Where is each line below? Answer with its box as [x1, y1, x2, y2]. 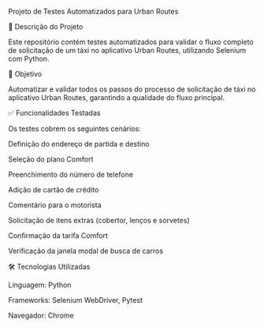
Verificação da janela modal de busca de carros [8, 246, 164, 255]
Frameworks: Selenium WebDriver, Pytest [8, 296, 143, 304]
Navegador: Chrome [8, 311, 74, 320]
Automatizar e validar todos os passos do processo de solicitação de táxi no [8, 84, 256, 94]
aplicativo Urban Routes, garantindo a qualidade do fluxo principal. [8, 93, 225, 102]
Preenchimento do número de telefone [8, 170, 134, 179]
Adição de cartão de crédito [8, 185, 99, 194]
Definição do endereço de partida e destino [8, 140, 150, 148]
